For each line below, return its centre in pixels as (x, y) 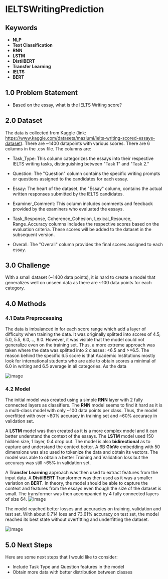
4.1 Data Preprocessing (34, 318)
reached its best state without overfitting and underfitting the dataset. (77, 519)
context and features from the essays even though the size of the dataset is (83, 489)
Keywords (21, 28)
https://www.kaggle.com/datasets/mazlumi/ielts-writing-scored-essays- (80, 138)
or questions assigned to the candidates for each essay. (70, 178)
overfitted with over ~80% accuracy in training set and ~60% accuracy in (81, 416)
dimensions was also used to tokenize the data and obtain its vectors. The (82, 452)
